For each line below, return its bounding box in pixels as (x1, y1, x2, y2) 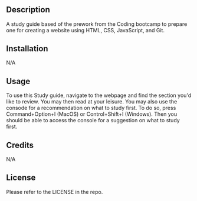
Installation (6, 43, 48, 53)
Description (6, 5, 50, 15)
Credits (6, 140, 34, 150)
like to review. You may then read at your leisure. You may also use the (6, 98, 178, 105)
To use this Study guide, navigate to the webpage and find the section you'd (6, 92, 192, 99)
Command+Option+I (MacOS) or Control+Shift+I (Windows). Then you (6, 110, 178, 118)
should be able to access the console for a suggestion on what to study (6, 117, 180, 124)
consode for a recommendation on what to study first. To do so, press (6, 105, 176, 112)
